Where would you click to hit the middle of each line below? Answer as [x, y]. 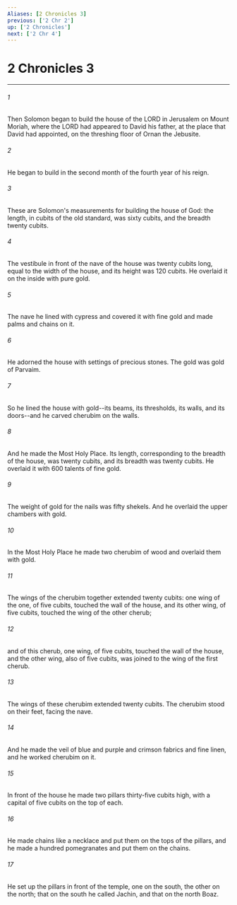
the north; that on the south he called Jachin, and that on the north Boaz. [113, 894]
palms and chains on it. [41, 324]
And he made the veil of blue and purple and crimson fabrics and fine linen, [117, 749]
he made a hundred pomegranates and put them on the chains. [99, 848]
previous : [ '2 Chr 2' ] [41, 21]
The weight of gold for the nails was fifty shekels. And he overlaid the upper [117, 507]
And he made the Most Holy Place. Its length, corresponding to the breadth [116, 453]
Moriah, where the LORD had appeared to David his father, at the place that [116, 127]
